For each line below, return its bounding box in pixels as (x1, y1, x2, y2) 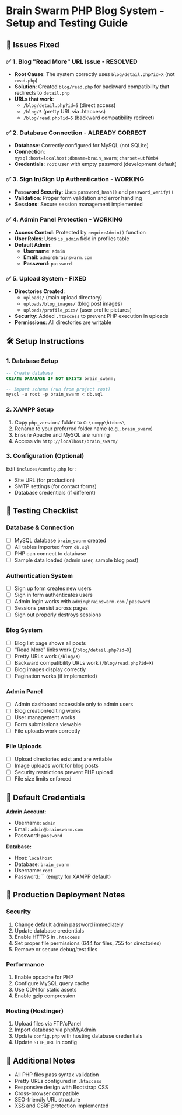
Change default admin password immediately (14, 921, 124, 928)
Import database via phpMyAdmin (14, 1026, 96, 1033)
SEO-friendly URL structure (14, 1096, 80, 1103)
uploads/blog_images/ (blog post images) (23, 300, 123, 308)
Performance (6, 960, 45, 968)
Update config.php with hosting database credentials (14, 1033, 143, 1040)
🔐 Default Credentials (6, 792, 86, 802)
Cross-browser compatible (14, 1090, 79, 1097)
